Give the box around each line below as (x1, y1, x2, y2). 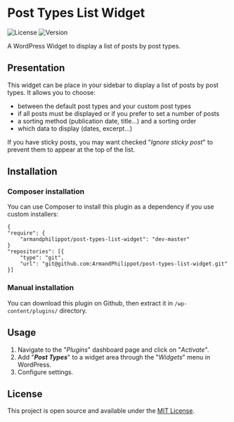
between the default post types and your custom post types (17, 102, 192, 110)
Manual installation (7, 283, 74, 293)
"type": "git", (20, 254, 65, 261)
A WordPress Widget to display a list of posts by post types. (7, 41, 181, 50)
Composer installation (7, 187, 85, 197)
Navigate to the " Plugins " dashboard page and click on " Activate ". (17, 345, 209, 354)
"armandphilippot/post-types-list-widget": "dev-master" (20, 236, 190, 243)
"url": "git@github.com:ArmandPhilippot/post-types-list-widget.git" (20, 261, 228, 268)
